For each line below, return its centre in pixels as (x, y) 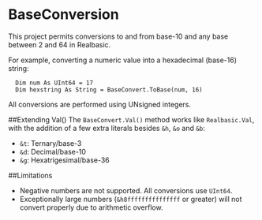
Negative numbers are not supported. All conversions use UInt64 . (126, 190)
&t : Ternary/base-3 (51, 143)
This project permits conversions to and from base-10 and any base (118, 36)
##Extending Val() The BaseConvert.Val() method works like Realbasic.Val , (131, 119)
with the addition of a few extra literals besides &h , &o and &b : (107, 128)
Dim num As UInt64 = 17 (54, 83)
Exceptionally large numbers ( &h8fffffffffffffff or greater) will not (131, 199)
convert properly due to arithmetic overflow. (91, 207)
